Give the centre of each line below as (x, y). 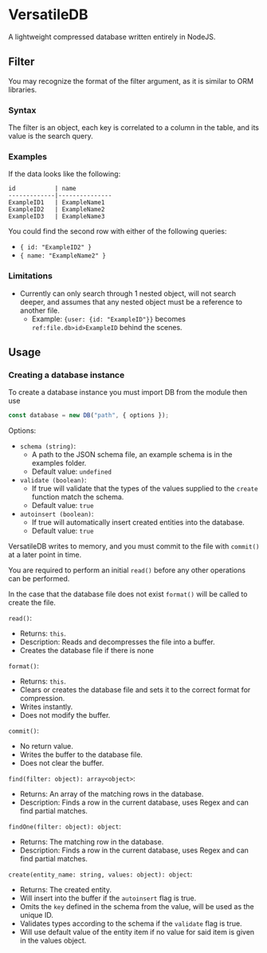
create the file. (32, 603)
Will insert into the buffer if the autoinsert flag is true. (108, 898)
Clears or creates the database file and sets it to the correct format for (135, 690)
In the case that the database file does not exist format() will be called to (128, 594)
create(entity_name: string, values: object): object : (100, 874)
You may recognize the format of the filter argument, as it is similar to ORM (131, 81)
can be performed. (39, 579)
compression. (42, 699)
